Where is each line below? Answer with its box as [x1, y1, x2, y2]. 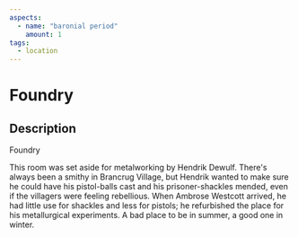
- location [17, 47, 58, 56]
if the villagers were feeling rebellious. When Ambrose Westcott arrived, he [9, 190, 287, 202]
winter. [9, 219, 35, 230]
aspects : [9, 13, 42, 22]
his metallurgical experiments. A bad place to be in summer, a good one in [9, 210, 284, 221]
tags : [9, 38, 30, 48]
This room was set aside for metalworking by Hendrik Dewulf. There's [9, 162, 267, 173]
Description [9, 120, 76, 136]
